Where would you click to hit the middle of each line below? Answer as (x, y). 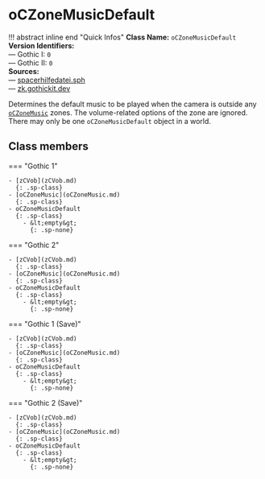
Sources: (24, 71)
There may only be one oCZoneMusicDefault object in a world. (110, 121)
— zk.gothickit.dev (39, 88)
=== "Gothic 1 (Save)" (45, 324)
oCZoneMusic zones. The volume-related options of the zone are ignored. (128, 112)
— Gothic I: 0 (29, 54)
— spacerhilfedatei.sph (47, 80)
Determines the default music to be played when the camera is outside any (132, 104)
